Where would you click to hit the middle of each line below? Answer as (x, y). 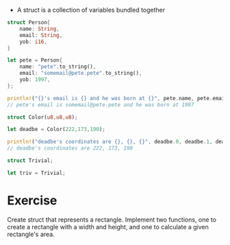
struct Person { (29, 23)
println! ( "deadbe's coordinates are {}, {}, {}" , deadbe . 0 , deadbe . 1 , (110, 142)
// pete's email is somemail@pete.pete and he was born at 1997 (101, 105)
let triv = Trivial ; (37, 173)
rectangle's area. (31, 234)
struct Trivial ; (30, 161)
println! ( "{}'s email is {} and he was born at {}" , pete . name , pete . (110, 98)
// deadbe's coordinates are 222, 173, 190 (70, 148)
